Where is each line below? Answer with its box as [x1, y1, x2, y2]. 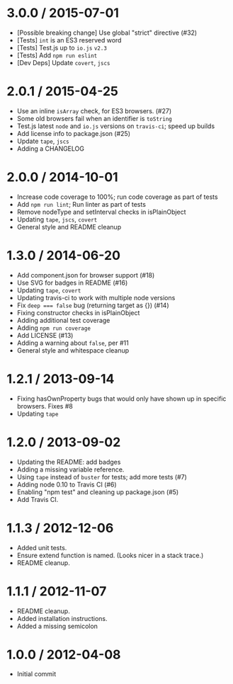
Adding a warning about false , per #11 [16, 338, 129, 347]
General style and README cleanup [16, 222, 122, 231]
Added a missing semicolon [16, 622, 98, 630]
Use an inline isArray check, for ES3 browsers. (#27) [16, 106, 172, 115]
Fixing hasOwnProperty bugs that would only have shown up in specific [16, 394, 227, 403]
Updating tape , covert [16, 285, 81, 295]
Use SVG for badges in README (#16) [16, 278, 128, 287]
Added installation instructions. [16, 614, 108, 622]
